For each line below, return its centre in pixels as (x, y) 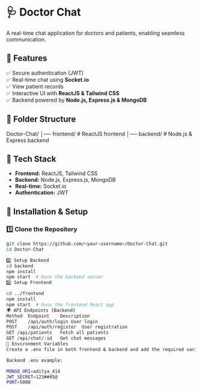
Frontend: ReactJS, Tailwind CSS (56, 173)
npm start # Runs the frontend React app (60, 305)
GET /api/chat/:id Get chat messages (56, 338)
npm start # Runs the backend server (55, 277)
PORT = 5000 (19, 382)
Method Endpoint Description (48, 316)
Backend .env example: (35, 360)
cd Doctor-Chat (25, 249)
